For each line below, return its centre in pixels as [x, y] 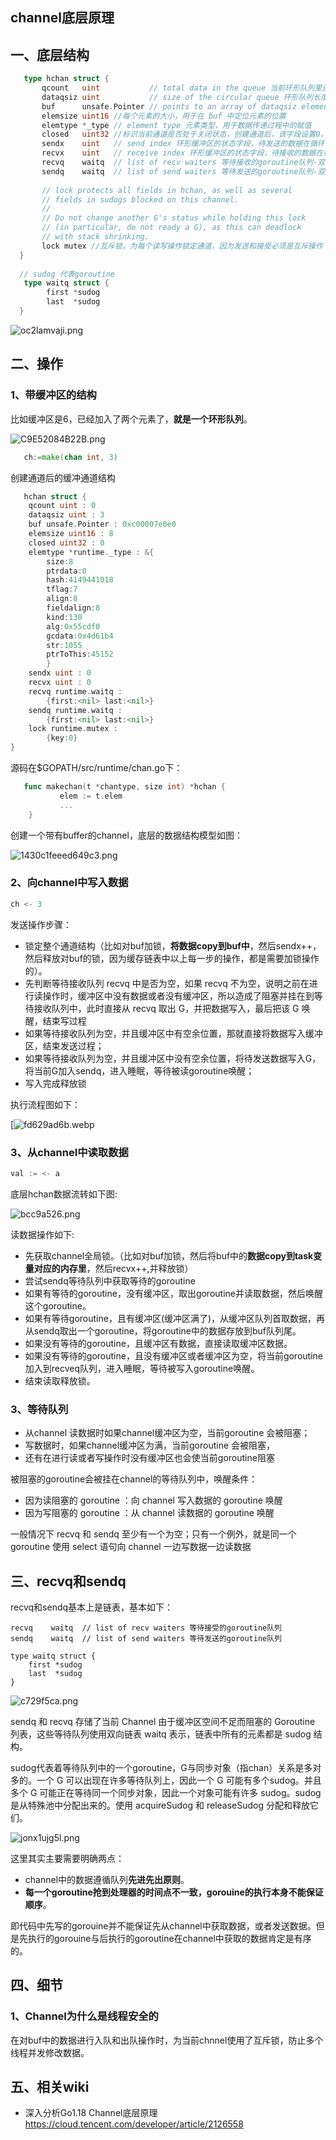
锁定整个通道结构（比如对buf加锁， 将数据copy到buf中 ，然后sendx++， [173, 945]
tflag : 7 [62, 589]
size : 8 [60, 561]
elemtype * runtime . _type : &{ [91, 552]
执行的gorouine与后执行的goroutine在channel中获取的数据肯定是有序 [169, 1938]
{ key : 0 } [62, 738]
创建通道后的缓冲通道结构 [63, 477]
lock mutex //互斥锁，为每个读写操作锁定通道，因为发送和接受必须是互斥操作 [182, 246]
